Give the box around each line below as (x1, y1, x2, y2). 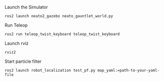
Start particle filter (4, 58, 42, 64)
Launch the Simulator (4, 4, 48, 10)
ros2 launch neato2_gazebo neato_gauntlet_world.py (4, 14, 113, 19)
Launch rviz (4, 40, 29, 46)
